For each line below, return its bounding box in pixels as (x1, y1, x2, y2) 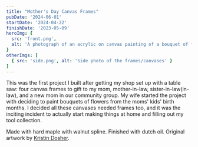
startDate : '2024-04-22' (6, 19, 67, 25)
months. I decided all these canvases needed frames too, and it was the (6, 104, 181, 112)
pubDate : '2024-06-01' (6, 14, 62, 20)
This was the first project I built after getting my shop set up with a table (6, 79, 181, 86)
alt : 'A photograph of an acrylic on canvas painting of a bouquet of (11, 42, 189, 48)
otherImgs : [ (6, 52, 38, 58)
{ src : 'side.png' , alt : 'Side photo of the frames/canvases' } (11, 58, 173, 64)
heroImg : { (6, 31, 33, 36)
